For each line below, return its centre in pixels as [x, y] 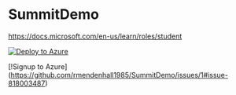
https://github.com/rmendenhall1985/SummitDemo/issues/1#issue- [119, 75]
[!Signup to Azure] [38, 66]
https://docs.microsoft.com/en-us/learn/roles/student [95, 36]
